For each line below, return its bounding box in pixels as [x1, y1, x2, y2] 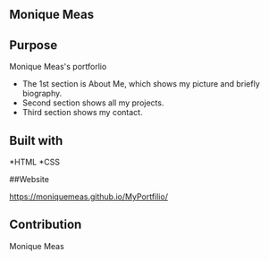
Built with [9, 133, 63, 148]
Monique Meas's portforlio [9, 62, 107, 72]
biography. [21, 88, 63, 99]
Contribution [9, 217, 82, 232]
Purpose [9, 38, 58, 53]
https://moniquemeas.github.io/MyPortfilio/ [9, 191, 168, 202]
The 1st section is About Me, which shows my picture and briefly [21, 79, 261, 89]
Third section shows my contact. [21, 107, 143, 118]
